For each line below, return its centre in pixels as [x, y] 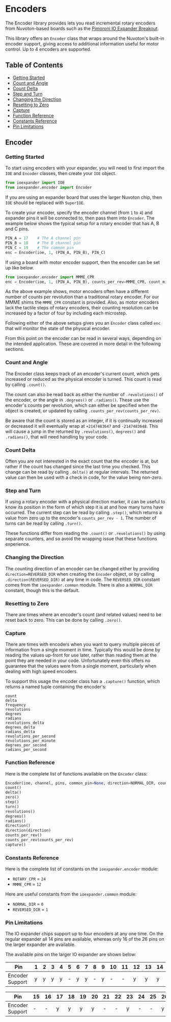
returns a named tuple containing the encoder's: [56, 687]
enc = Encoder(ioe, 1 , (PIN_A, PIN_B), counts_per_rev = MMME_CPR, [76, 282]
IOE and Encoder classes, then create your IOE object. [61, 174]
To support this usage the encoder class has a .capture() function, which [83, 682]
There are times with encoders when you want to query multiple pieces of [83, 644]
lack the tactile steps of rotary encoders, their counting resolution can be [82, 308]
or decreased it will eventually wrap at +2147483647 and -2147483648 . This [82, 426]
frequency [16, 705]
